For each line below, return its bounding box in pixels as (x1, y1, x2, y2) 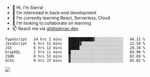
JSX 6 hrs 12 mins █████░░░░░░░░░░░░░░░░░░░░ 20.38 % (5, 45, 146, 50)
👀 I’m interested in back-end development (12, 10, 97, 16)
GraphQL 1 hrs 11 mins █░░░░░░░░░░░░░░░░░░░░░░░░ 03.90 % (5, 50, 146, 55)
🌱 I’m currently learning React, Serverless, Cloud (12, 15, 110, 20)
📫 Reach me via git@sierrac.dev (12, 26, 79, 31)
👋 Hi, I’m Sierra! (12, 5, 44, 10)
